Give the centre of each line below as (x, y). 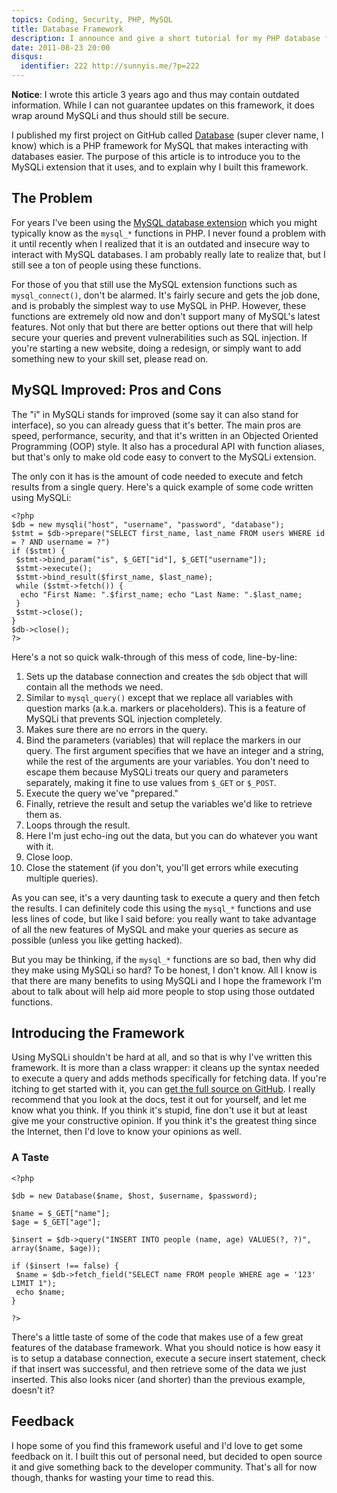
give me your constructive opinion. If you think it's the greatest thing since (164, 1121)
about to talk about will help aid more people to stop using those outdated (163, 991)
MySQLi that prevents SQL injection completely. (124, 718)
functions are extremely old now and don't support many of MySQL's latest (166, 316)
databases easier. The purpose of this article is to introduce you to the (156, 156)
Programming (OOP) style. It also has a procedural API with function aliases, (168, 446)
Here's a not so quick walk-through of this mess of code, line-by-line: (154, 657)
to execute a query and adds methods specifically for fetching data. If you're (169, 1078)
